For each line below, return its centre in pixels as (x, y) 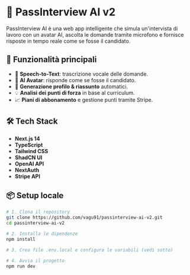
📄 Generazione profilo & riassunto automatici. (71, 86)
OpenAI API (29, 164)
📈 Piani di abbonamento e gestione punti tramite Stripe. (84, 99)
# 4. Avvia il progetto (36, 261)
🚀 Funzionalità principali (51, 59)
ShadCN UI (28, 157)
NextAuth (27, 170)
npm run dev (21, 266)
